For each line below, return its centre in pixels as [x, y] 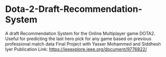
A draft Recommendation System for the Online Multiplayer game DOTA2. [80, 33]
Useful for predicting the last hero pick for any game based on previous [78, 39]
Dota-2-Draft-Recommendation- [74, 9]
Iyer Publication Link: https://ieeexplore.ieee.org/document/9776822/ [76, 49]
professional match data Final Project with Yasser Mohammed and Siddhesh [83, 44]
